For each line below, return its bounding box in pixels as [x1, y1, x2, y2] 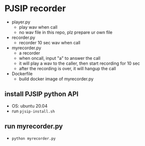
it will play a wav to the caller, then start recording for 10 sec [19, 60, 140, 66]
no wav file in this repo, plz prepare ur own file [19, 29, 113, 35]
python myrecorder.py [11, 136, 56, 141]
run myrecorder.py [4, 122, 63, 130]
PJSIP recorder [4, 3, 66, 14]
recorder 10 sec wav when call [19, 39, 81, 45]
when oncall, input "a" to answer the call [19, 55, 101, 61]
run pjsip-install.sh [11, 108, 55, 114]
